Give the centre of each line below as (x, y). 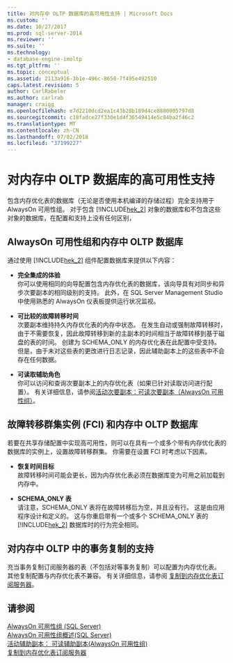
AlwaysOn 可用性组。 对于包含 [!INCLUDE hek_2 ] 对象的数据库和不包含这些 (114, 209)
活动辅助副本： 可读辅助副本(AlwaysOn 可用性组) (78, 644)
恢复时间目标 (35, 466)
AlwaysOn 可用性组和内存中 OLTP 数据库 (95, 242)
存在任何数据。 (39, 359)
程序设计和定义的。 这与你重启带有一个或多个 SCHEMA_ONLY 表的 (113, 516)
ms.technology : (29, 53)
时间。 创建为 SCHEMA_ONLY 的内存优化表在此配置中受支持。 (131, 342)
